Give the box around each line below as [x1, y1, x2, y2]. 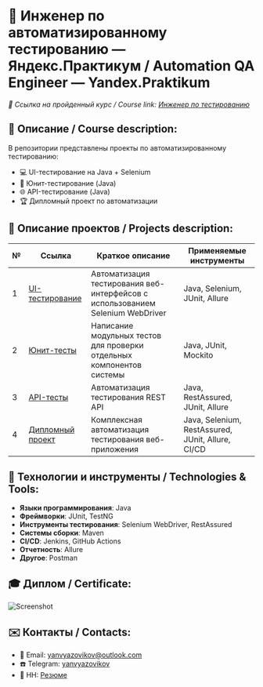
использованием [91, 297, 157, 308]
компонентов [91, 359, 142, 370]
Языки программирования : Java [19, 503, 131, 513]
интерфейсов [91, 288, 142, 299]
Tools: [8, 482, 39, 496]
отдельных [91, 349, 133, 360]
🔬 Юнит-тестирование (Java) [19, 178, 117, 187]
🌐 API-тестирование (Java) [19, 187, 111, 196]
